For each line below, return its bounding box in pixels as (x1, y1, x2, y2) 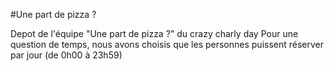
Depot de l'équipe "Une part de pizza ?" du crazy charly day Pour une (10, 28, 299, 39)
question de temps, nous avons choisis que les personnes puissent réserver (10, 39, 325, 50)
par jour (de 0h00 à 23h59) (10, 49, 123, 61)
